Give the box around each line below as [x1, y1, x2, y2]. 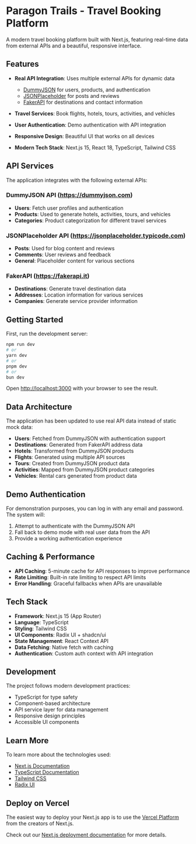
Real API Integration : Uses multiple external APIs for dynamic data [14, 74, 175, 81]
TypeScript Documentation [14, 769, 80, 776]
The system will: [6, 511, 45, 518]
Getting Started [6, 315, 64, 325]
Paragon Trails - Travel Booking [6, 4, 162, 18]
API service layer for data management [14, 706, 109, 713]
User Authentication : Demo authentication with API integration [14, 121, 166, 128]
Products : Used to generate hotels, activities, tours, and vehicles [14, 210, 171, 217]
